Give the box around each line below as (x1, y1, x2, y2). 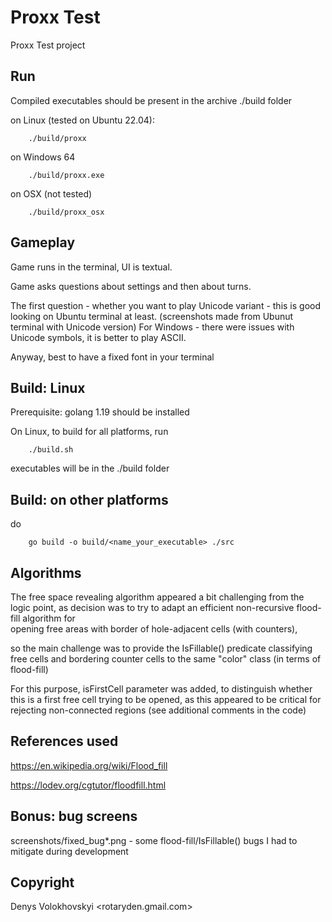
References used (10, 733, 119, 750)
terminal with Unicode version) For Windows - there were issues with (10, 321, 295, 333)
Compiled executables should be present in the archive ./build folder (10, 94, 293, 106)
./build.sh (28, 445, 74, 455)
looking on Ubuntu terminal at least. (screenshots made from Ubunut (10, 310, 294, 322)
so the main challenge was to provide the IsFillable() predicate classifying (10, 642, 313, 654)
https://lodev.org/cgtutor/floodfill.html (10, 779, 167, 791)
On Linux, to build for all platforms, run (10, 426, 169, 438)
